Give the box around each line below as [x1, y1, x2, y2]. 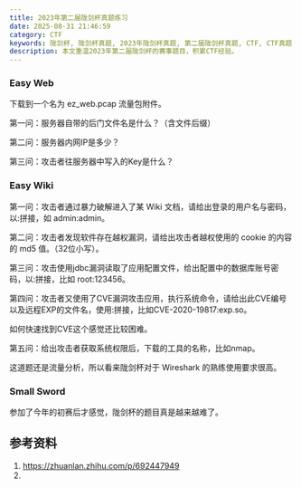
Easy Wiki [9, 179, 54, 192]
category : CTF [9, 30, 63, 39]
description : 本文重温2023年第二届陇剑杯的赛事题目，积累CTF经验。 [9, 47, 239, 56]
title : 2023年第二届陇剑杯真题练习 [9, 13, 128, 23]
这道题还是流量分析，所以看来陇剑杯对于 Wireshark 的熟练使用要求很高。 [9, 361, 282, 372]
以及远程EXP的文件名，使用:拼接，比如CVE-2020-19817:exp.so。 [9, 304, 252, 315]
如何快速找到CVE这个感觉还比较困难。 [9, 323, 153, 334]
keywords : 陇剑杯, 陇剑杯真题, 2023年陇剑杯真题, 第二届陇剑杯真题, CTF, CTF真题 [9, 38, 293, 48]
